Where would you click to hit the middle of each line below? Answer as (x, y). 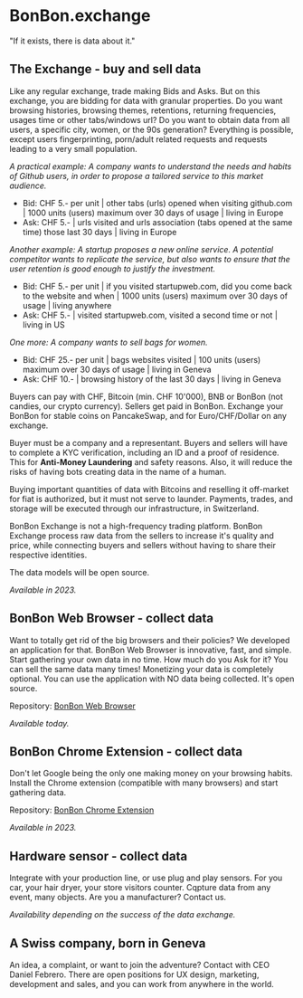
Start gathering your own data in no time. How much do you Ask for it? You (149, 659)
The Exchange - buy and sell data (105, 69)
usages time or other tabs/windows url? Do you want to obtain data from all (150, 119)
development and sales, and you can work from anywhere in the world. (142, 984)
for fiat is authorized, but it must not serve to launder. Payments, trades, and (151, 499)
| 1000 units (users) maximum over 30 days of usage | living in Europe (153, 213)
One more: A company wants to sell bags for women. (109, 342)
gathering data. (38, 793)
